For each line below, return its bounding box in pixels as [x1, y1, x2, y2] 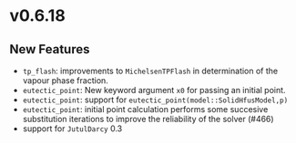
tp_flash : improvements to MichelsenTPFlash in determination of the [22, 65, 279, 76]
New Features [9, 42, 90, 57]
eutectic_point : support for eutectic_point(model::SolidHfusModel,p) [22, 94, 289, 105]
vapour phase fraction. [22, 75, 109, 86]
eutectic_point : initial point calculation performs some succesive [22, 104, 269, 114]
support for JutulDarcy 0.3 [22, 123, 123, 134]
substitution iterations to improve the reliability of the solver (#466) [22, 114, 275, 124]
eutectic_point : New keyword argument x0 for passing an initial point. [22, 85, 286, 95]
